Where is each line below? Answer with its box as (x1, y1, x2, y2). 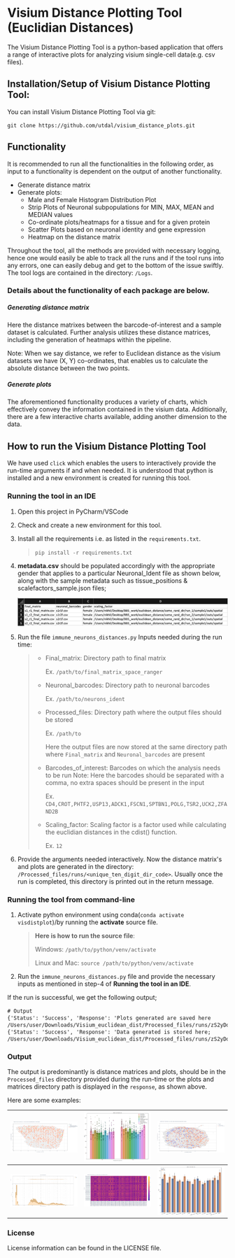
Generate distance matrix (17, 181, 91, 189)
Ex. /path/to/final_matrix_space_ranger (45, 667, 163, 676)
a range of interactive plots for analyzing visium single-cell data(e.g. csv (7, 50, 215, 59)
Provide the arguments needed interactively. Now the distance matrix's (17, 855, 222, 863)
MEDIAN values (27, 210, 73, 218)
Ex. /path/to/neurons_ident (45, 694, 125, 702)
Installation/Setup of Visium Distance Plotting (7, 78, 211, 90)
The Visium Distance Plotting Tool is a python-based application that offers (7, 43, 224, 51)
